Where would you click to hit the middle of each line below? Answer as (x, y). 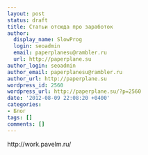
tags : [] (20, 117)
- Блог (17, 111)
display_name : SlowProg (48, 40)
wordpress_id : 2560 (35, 85)
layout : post (26, 14)
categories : (24, 105)
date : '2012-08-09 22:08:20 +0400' (59, 98)
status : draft (28, 20)
